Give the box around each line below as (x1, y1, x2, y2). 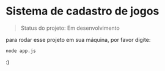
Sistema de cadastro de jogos (5, 4, 159, 18)
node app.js (5, 47, 36, 54)
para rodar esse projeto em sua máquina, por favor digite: (5, 36, 151, 43)
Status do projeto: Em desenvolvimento (20, 24, 120, 32)
